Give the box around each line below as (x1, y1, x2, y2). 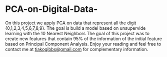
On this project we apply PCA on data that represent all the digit (5, 20, 136, 26)
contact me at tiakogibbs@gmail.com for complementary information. (5, 46, 148, 52)
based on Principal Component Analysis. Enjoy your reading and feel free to (5, 41, 161, 47)
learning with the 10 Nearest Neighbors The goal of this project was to (5, 30, 150, 36)
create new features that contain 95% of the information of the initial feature (5, 36, 162, 42)
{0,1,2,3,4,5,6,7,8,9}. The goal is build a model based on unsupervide (5, 25, 146, 31)
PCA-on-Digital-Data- (5, 3, 98, 15)
